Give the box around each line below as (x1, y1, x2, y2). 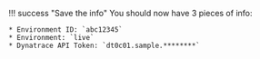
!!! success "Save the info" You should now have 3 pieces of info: (8, 8, 253, 18)
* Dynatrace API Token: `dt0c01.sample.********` (8, 41, 201, 50)
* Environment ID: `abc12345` (8, 25, 124, 34)
